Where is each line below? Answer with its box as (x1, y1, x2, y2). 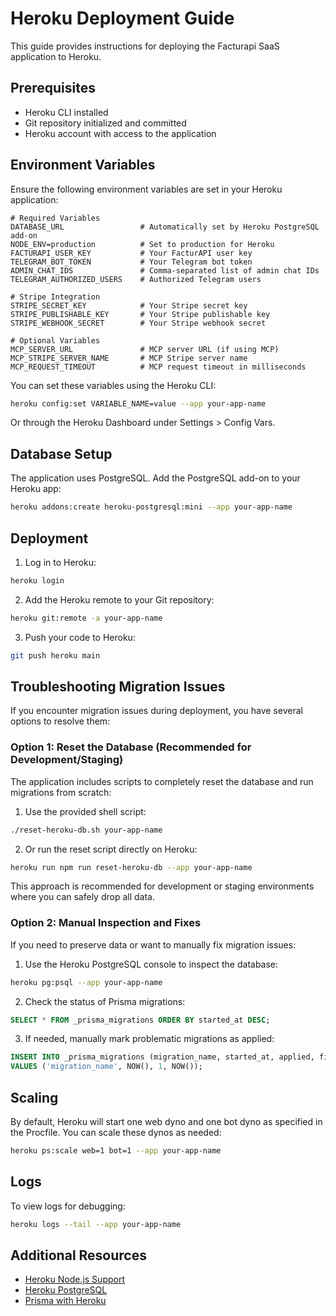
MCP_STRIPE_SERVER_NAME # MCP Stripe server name (10, 353, 248, 363)
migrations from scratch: (10, 786, 112, 798)
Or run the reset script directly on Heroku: (24, 843, 198, 855)
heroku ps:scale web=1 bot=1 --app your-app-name (10, 1146, 222, 1156)
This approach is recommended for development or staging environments (10, 880, 315, 892)
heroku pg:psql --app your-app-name (10, 977, 163, 987)
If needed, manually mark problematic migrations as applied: (24, 1033, 275, 1045)
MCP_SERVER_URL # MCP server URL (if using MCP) (10, 344, 280, 354)
